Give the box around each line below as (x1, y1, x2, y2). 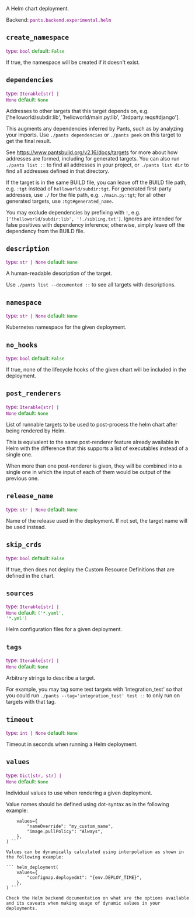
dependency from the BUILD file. (6, 227, 85, 234)
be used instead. (6, 523, 47, 530)
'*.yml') (6, 615, 27, 622)
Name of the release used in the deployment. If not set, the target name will (6, 517, 188, 524)
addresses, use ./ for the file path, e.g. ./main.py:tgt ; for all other (6, 191, 166, 198)
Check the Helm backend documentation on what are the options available (6, 895, 190, 901)
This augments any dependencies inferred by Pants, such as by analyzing (6, 125, 184, 132)
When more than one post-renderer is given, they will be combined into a (6, 462, 182, 469)
